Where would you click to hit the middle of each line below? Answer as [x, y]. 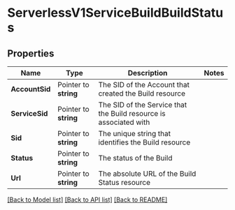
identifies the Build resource [144, 142]
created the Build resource [142, 93]
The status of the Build [135, 158]
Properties [31, 53]
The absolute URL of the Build [147, 174]
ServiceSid [29, 113]
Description [148, 73]
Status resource [124, 182]
